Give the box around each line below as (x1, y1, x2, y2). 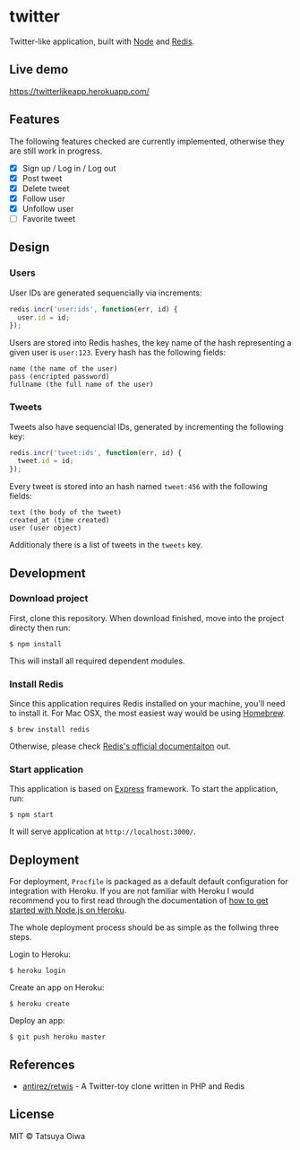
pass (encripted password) (9, 373, 110, 382)
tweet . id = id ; (17, 456, 74, 466)
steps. (9, 932, 32, 943)
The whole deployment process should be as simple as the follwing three (9, 922, 279, 933)
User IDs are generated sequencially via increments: (9, 287, 203, 298)
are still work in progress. (9, 145, 103, 156)
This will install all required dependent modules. (9, 655, 185, 666)
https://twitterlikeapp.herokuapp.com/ (9, 85, 150, 96)
